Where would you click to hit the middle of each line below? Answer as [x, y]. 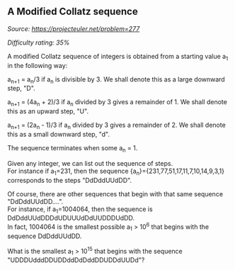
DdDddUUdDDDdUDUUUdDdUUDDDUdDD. [71, 218]
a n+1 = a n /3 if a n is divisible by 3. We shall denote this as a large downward [116, 80]
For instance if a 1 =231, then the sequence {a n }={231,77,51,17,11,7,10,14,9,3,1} [116, 171]
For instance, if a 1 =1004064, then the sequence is [80, 210]
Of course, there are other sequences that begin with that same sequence [115, 193]
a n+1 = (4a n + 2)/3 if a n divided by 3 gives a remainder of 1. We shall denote [117, 103]
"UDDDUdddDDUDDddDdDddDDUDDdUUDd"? [76, 260]
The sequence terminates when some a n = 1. [73, 149]
